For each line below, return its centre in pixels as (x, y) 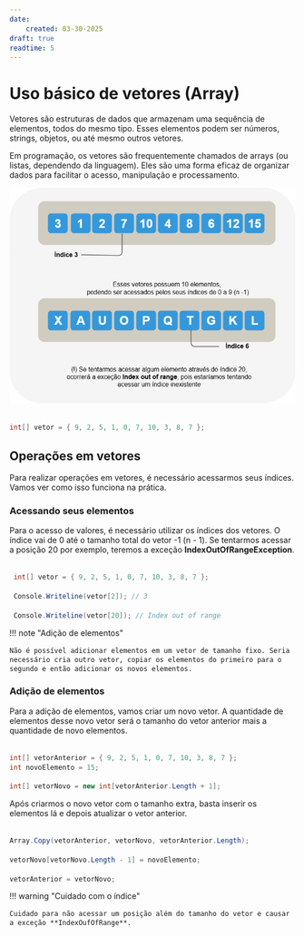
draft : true (32, 38)
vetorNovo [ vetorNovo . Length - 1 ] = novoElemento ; (105, 860)
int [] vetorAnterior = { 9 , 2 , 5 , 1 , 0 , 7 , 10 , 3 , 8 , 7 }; (123, 757)
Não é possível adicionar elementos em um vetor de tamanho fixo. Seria (150, 650)
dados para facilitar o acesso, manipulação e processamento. (125, 175)
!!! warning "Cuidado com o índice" (75, 896)
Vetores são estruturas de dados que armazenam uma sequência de (137, 119)
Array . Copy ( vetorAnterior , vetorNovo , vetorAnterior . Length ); (129, 841)
